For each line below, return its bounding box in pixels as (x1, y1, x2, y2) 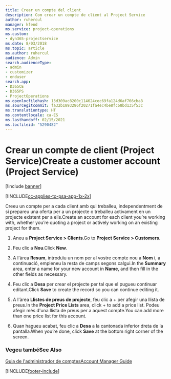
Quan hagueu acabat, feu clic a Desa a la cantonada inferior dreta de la (12, 323, 163, 329)
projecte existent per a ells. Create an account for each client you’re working (5, 214, 165, 220)
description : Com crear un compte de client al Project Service (5, 12, 145, 17)
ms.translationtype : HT (5, 108, 56, 113)
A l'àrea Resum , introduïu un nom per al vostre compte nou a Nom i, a (12, 255, 161, 261)
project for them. (5, 224, 41, 231)
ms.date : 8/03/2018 (5, 41, 47, 46)
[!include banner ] (5, 183, 42, 189)
